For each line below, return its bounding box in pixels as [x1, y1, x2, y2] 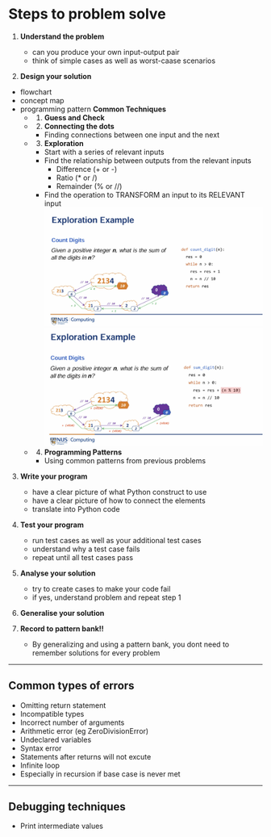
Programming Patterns [44, 447, 123, 457]
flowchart [19, 86, 52, 97]
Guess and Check [44, 112, 105, 122]
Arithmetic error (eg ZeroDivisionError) [19, 726, 149, 735]
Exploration [44, 138, 85, 148]
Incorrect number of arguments [19, 718, 125, 727]
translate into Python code [31, 504, 120, 513]
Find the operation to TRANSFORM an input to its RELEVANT [44, 190, 245, 199]
